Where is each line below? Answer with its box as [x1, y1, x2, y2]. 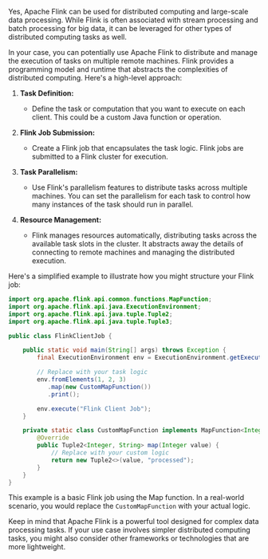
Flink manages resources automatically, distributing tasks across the [31, 230, 258, 240]
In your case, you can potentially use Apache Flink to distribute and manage [8, 48, 258, 57]
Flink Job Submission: [19, 128, 96, 137]
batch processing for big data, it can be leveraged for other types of [8, 24, 232, 33]
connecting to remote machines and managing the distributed [31, 247, 235, 257]
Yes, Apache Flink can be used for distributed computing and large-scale [8, 7, 249, 16]
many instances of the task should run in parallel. [31, 199, 194, 209]
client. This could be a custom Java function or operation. [31, 112, 222, 122]
